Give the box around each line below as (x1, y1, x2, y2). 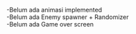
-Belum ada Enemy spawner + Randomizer (6, 13, 129, 21)
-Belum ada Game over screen (6, 20, 94, 28)
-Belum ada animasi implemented (6, 6, 102, 14)
